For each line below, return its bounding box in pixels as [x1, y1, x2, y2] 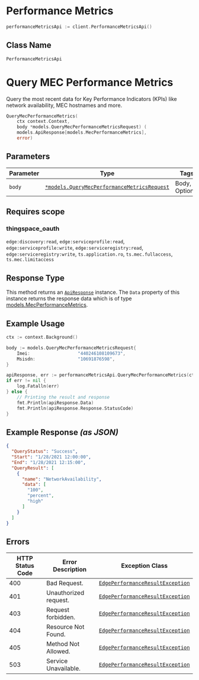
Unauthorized [46, 589, 85, 597]
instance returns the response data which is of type [6, 295, 132, 302]
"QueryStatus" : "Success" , [11, 449, 78, 455]
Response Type [6, 273, 65, 283]
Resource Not [46, 623, 85, 631]
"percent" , [27, 492, 54, 499]
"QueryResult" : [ [11, 465, 54, 471]
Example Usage [6, 319, 65, 329]
